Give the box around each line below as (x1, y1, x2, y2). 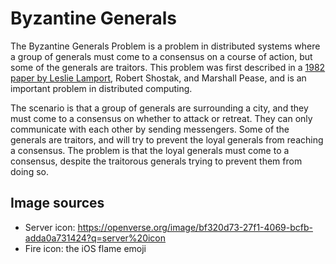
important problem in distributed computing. (10, 82, 193, 94)
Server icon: (24, 221, 76, 233)
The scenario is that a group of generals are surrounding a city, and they (10, 102, 309, 114)
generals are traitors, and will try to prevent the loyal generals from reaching (10, 133, 324, 146)
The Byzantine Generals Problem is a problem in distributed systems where (10, 40, 321, 52)
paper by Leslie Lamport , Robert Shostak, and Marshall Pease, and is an (10, 72, 307, 84)
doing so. (10, 165, 49, 177)
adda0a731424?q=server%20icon (24, 232, 167, 244)
